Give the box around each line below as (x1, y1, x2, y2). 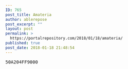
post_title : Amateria (5, 12, 52, 17)
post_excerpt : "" (5, 21, 43, 27)
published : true (5, 41, 40, 46)
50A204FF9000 (5, 59, 39, 65)
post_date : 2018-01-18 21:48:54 (5, 45, 75, 50)
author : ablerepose (5, 17, 47, 22)
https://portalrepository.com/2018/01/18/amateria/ (10, 36, 123, 41)
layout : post (5, 26, 33, 31)
